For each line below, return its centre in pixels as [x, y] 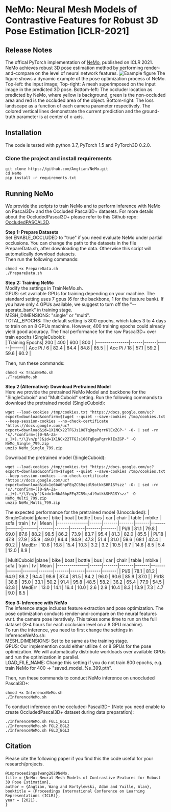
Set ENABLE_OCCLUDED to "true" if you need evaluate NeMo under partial [84, 237]
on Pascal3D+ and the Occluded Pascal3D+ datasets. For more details [79, 211]
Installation [23, 133]
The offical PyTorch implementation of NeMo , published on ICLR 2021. [79, 62]
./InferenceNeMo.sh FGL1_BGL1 [38, 721]
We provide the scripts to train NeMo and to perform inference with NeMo [83, 206]
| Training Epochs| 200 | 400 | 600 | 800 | [49, 342]
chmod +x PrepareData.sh [32, 269]
